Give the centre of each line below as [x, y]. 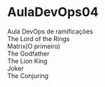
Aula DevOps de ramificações [50, 31]
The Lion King [27, 61]
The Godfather [28, 54]
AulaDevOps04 [53, 12]
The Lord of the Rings [38, 38]
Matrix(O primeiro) [34, 46]
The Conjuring [28, 76]
